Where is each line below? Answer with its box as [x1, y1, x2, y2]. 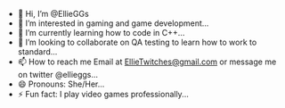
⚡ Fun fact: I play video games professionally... [17, 89, 189, 99]
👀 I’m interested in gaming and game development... [17, 18, 209, 29]
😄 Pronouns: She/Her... [17, 79, 105, 89]
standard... [17, 46, 58, 57]
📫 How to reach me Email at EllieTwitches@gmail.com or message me [17, 56, 277, 67]
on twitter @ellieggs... [17, 70, 99, 79]
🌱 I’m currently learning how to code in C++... [17, 28, 185, 37]
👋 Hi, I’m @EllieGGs [17, 9, 89, 19]
